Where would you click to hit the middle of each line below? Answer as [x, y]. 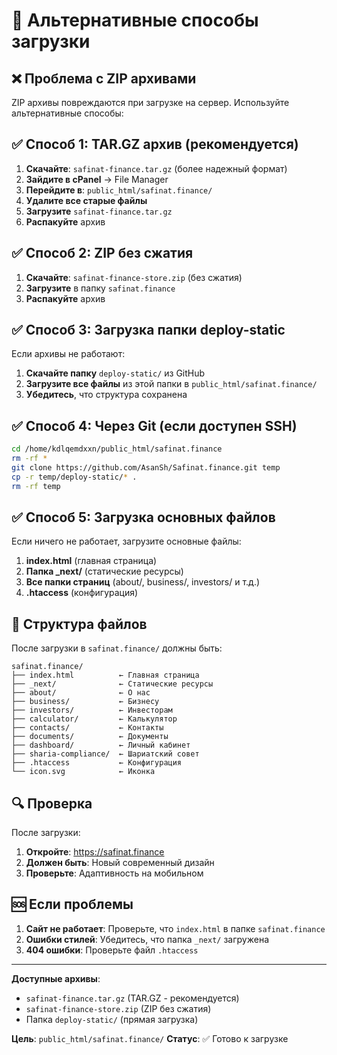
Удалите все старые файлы [86, 200]
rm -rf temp [36, 486]
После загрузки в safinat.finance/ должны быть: [117, 648]
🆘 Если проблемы [72, 904]
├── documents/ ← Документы [90, 737]
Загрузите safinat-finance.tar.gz [99, 211]
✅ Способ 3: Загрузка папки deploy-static [148, 330]
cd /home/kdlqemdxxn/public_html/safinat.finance [117, 449]
